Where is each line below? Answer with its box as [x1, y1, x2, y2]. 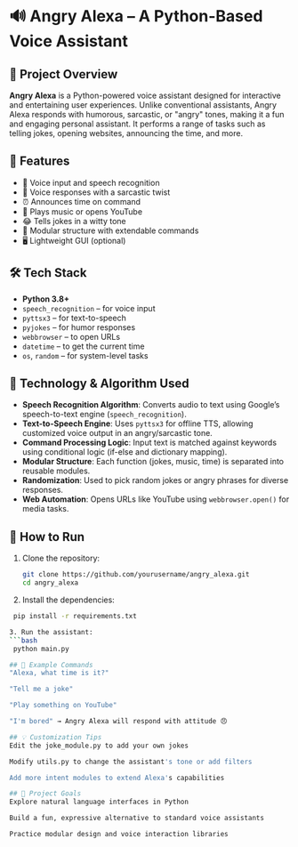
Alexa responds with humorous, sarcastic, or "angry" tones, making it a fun [9, 109, 285, 119]
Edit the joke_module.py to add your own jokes [9, 741, 189, 750]
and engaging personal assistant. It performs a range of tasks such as [9, 118, 266, 129]
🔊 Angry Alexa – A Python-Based [9, 6, 263, 27]
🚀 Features [9, 154, 70, 169]
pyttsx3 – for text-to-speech [21, 312, 126, 323]
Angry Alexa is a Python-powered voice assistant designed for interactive [9, 90, 282, 101]
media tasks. [21, 504, 69, 514]
